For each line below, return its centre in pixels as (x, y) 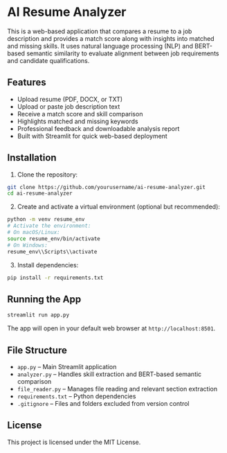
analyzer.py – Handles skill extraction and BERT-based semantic (109, 374)
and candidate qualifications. (48, 60)
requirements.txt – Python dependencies (76, 396)
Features (27, 83)
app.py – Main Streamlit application (67, 366)
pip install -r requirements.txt (55, 278)
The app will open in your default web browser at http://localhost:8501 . (111, 328)
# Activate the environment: (49, 226)
